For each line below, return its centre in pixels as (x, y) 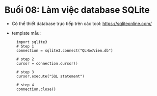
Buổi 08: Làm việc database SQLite (77, 10)
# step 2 (25, 59)
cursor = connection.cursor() (47, 63)
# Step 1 (25, 46)
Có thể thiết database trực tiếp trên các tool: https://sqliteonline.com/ (82, 24)
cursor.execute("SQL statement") (51, 76)
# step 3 (25, 72)
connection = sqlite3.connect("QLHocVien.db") (65, 50)
